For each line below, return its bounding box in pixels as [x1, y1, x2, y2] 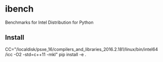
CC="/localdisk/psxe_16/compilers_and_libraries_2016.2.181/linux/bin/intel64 [5, 46, 158, 52]
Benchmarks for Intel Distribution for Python [5, 19, 94, 25]
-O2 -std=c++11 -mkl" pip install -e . [14, 51, 86, 57]
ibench [5, 3, 34, 15]
